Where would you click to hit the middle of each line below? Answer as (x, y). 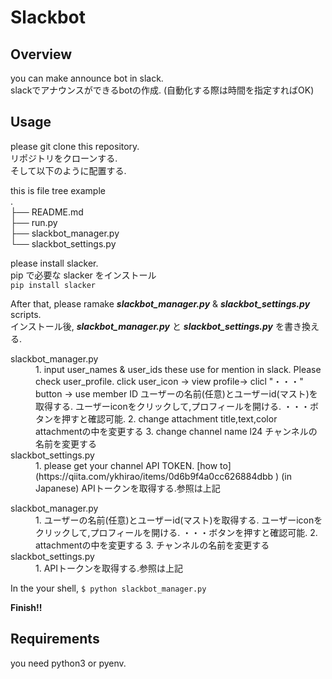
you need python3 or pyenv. (68, 663)
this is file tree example (58, 190)
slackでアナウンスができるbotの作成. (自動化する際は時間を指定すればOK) (162, 90)
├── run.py (34, 222)
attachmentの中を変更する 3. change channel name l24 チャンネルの (176, 431)
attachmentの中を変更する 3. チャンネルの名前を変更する (152, 545)
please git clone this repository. (75, 146)
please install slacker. (54, 263)
